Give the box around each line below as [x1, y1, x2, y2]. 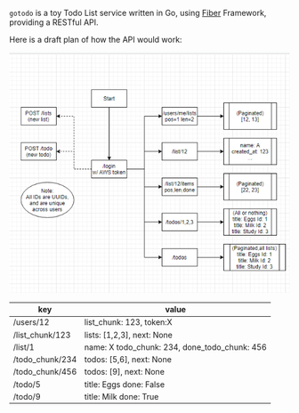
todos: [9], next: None [84, 367, 165, 377]
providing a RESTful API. [9, 17, 100, 28]
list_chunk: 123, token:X [84, 317, 173, 328]
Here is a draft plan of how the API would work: [9, 35, 182, 45]
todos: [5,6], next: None [84, 354, 172, 365]
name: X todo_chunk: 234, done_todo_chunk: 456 [84, 342, 267, 352]
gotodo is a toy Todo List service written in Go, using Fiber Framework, [9, 8, 267, 18]
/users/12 [12, 317, 50, 328]
